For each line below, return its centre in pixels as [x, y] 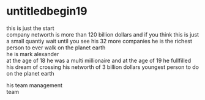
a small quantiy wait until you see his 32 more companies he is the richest [99, 41]
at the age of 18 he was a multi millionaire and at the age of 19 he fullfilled [99, 60]
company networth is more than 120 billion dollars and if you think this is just [103, 34]
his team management [35, 85]
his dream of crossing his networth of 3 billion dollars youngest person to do [102, 67]
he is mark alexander [33, 54]
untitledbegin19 [47, 11]
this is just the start [30, 28]
